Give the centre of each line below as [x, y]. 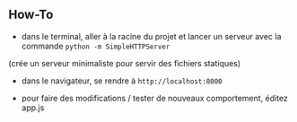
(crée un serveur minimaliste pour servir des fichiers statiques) [125, 63]
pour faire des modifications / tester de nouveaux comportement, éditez [155, 98]
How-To [31, 15]
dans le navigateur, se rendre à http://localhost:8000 [122, 81]
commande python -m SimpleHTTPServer [96, 46]
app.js [33, 108]
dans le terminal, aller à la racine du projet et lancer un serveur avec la [151, 36]
